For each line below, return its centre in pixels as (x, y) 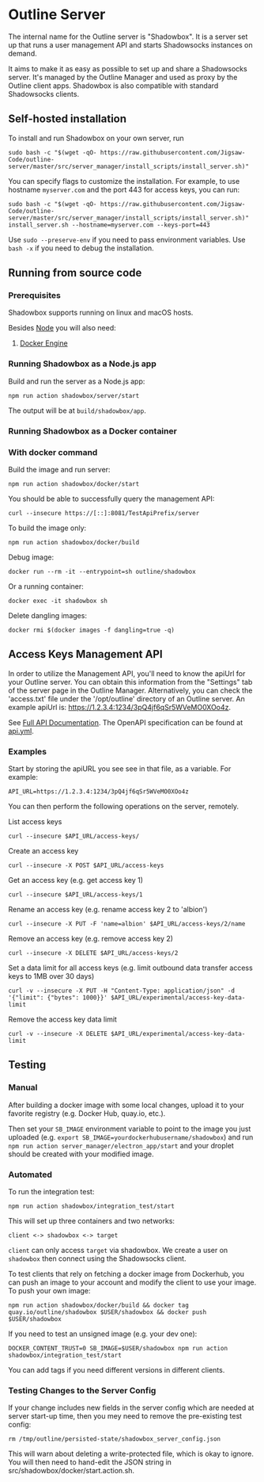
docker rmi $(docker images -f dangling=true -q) (92, 630)
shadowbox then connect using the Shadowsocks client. (97, 1259)
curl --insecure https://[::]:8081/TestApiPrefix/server (104, 513)
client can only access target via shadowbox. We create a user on (118, 1251)
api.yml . (21, 731)
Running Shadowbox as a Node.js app (82, 364)
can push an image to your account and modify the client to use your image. (132, 1282)
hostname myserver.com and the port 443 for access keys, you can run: (124, 189)
